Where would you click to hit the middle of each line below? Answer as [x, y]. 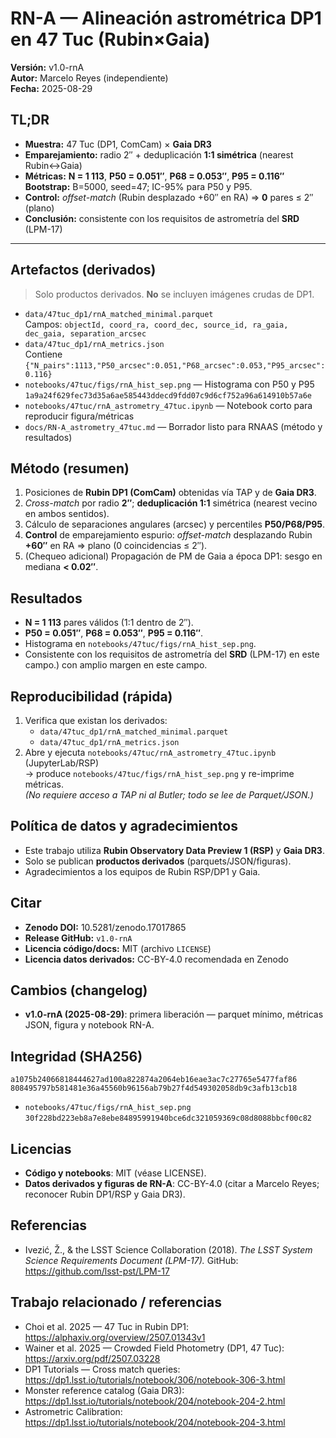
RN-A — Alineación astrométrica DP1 [166, 18]
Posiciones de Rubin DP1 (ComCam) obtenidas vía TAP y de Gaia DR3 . [170, 493]
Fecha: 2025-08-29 [51, 88]
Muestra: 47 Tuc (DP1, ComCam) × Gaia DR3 [118, 144]
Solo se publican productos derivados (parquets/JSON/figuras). [158, 861]
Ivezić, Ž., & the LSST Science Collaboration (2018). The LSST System [168, 1249]
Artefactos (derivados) [83, 270]
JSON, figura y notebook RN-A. [89, 1025]
